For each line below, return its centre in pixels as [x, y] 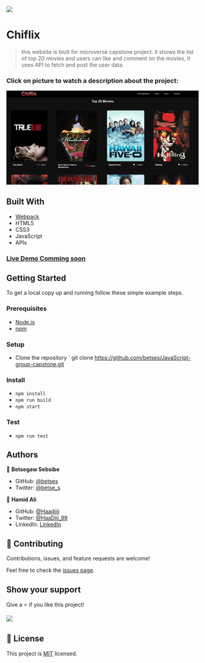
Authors [22, 455]
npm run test [32, 436]
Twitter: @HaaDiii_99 [41, 518]
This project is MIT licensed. [42, 653]
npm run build [33, 401]
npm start [28, 407]
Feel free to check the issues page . [50, 570]
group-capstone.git [39, 364]
